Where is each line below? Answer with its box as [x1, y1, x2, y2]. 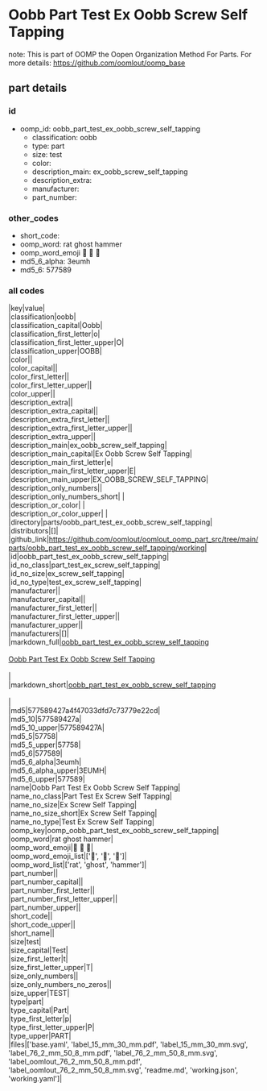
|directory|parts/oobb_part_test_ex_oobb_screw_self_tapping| [8, 517, 213, 527]
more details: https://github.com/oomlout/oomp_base [8, 58, 186, 68]
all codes [8, 284, 45, 296]
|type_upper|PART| [8, 1031, 72, 1041]
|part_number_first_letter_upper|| [8, 894, 118, 904]
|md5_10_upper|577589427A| [8, 723, 105, 732]
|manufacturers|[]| [8, 628, 70, 638]
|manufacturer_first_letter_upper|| [8, 612, 121, 621]
